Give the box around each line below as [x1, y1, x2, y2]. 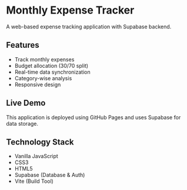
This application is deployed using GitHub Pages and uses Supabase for [6, 113, 181, 121]
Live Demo [6, 98, 46, 108]
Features [6, 40, 39, 50]
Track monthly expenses [14, 55, 75, 63]
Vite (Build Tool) [14, 178, 54, 185]
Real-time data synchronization [14, 68, 91, 76]
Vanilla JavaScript [14, 153, 59, 160]
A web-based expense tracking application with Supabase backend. [6, 23, 172, 30]
